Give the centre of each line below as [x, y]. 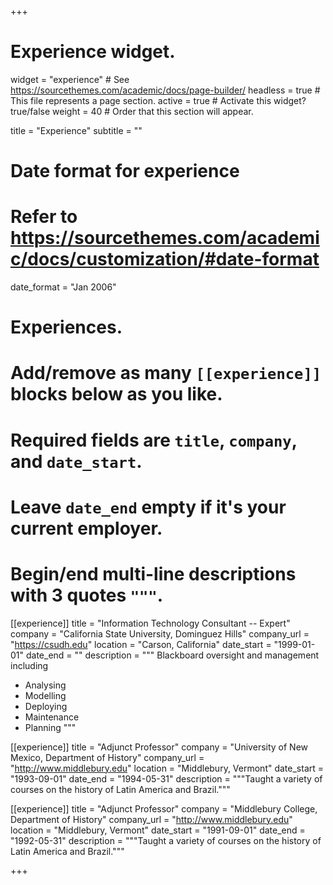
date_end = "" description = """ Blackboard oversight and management [172, 655]
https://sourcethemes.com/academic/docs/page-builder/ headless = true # [165, 90]
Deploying [46, 706]
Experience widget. [93, 52]
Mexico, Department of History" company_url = [107, 757]
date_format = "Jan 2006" [63, 287]
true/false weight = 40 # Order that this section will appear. [132, 111]
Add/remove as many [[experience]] [166, 373]
